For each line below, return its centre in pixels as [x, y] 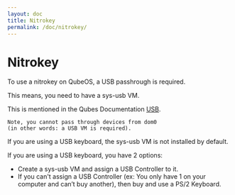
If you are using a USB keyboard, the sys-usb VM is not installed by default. [118, 142]
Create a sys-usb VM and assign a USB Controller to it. [98, 169]
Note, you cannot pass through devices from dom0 [82, 122]
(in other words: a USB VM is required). [70, 128]
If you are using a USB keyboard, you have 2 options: [85, 155]
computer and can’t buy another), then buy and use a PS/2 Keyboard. [119, 184]
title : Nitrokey [31, 21]
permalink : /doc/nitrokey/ [47, 27]
